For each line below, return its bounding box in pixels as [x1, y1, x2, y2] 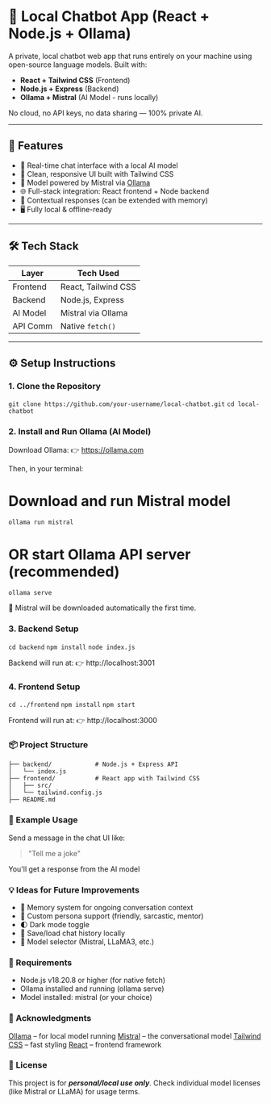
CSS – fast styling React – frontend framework [8, 1039, 162, 1049]
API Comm [12, 320, 53, 332]
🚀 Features [8, 139, 64, 153]
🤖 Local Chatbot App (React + [8, 7, 210, 26]
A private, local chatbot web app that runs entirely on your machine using [8, 51, 252, 61]
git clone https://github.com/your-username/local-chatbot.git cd [8, 400, 235, 408]
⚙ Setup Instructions [8, 356, 116, 370]
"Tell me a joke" [27, 848, 81, 858]
